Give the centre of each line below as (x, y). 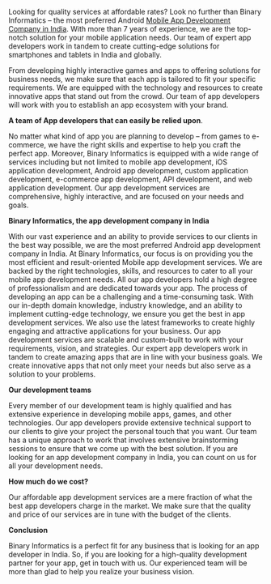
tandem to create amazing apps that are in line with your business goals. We (135, 357)
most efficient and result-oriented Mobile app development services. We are (135, 262)
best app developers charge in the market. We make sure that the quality (130, 506)
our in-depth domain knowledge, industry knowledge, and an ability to (125, 305)
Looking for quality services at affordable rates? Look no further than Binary (135, 12)
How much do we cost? (49, 482)
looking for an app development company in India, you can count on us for (133, 457)
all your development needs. (56, 466)
